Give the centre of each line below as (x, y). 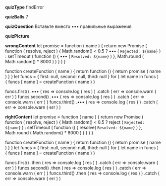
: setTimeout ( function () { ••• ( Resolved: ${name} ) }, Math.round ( (75, 56)
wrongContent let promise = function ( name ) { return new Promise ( (76, 46)
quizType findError (25, 7)
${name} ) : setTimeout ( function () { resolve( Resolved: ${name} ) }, (74, 127)
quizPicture (17, 36)
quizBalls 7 (17, 17)
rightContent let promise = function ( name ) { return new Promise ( (74, 117)
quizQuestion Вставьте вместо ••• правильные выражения (68, 26)
